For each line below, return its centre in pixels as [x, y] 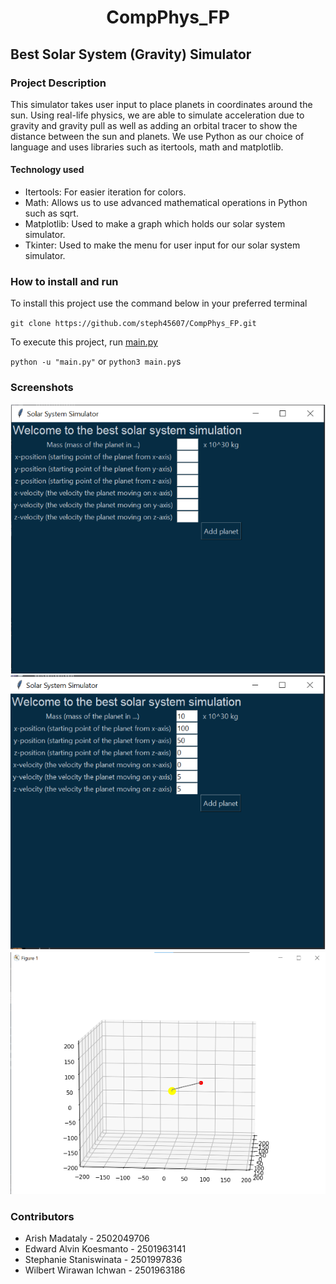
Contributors [42, 1217]
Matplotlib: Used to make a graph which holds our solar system [155, 224]
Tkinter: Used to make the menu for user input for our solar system [162, 245]
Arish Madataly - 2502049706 [87, 1238]
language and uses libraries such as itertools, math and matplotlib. [147, 147]
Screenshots [42, 388]
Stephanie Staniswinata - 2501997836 [103, 1260]
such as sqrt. [51, 213]
